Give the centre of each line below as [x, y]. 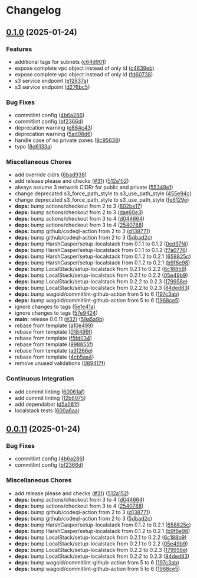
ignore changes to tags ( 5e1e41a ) [55, 307]
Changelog [34, 10]
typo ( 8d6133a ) [33, 147]
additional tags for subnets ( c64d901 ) [60, 62]
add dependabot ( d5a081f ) [47, 404]
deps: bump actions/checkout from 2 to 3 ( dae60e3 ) [79, 212]
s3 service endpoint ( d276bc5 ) [52, 87]
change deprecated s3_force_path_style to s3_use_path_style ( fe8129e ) [102, 200]
